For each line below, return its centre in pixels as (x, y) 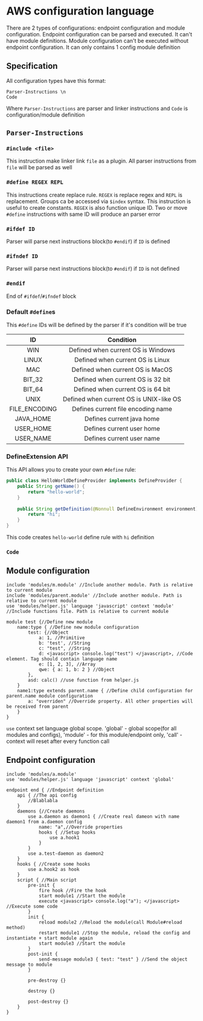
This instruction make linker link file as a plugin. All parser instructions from (101, 161)
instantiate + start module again (50, 938)
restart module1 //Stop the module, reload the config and (114, 933)
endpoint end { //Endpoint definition (55, 790)
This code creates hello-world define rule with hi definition (80, 537)
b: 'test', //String (64, 643)
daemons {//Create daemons (51, 811)
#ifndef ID (22, 256)
